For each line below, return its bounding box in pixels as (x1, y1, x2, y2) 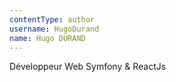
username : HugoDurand (9, 24, 100, 34)
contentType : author (9, 14, 96, 25)
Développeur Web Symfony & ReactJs (9, 61, 167, 73)
